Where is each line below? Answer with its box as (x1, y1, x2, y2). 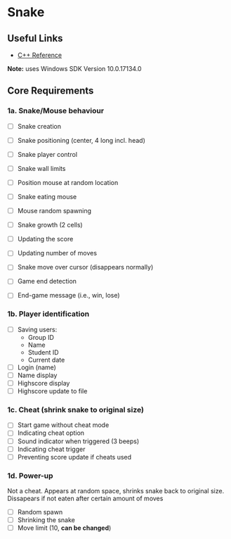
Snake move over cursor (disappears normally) (17, 263, 154, 272)
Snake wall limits (17, 164, 66, 172)
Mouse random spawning (17, 207, 92, 215)
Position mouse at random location (17, 178, 119, 186)
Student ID (27, 348, 59, 356)
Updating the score (17, 235, 74, 243)
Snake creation (17, 122, 62, 130)
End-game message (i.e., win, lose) (17, 291, 121, 300)
